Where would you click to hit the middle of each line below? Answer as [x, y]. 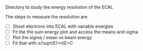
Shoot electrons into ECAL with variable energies [63, 26]
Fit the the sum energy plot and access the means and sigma [75, 32]
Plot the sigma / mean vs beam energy [52, 38]
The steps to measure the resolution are [46, 17]
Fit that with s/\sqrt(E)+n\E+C [43, 43]
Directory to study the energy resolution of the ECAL [59, 7]
